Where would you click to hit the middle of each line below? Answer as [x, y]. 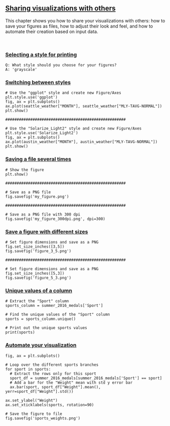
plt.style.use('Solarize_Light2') [42, 133]
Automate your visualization [41, 345]
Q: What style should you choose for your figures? [61, 65]
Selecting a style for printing [41, 55]
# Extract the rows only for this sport [53, 374]
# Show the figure [25, 170]
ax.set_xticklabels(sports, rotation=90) [50, 405]
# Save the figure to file [34, 414]
